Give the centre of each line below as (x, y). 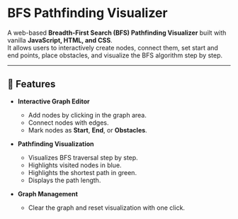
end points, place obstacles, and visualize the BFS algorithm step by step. (115, 55)
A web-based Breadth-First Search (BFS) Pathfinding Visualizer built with (117, 33)
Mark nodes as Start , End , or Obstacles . (87, 130)
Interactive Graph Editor (53, 101)
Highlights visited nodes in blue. (75, 165)
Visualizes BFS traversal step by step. (83, 157)
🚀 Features (32, 84)
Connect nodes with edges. (68, 123)
